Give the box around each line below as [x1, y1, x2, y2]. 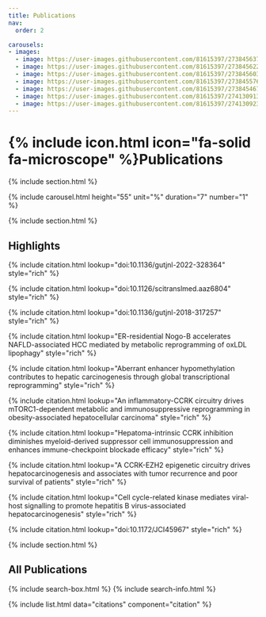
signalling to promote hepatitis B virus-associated [24, 501, 186, 510]
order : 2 [15, 26, 44, 34]
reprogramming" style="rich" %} [8, 381, 115, 389]
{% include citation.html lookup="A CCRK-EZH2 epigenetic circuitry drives [8, 461, 251, 469]
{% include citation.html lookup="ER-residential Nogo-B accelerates [8, 331, 231, 341]
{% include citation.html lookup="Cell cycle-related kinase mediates [8, 492, 231, 502]
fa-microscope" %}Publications [8, 151, 223, 169]
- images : [8, 48, 41, 56]
